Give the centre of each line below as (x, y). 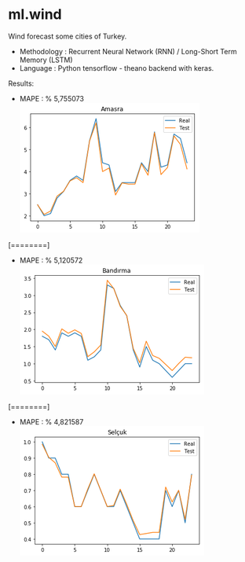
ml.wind (35, 15)
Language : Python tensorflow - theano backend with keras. (117, 68)
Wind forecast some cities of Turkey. (68, 36)
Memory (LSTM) (46, 60)
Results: (21, 83)
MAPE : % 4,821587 (51, 421)
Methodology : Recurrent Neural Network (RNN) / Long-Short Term (128, 51)
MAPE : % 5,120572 (51, 260)
